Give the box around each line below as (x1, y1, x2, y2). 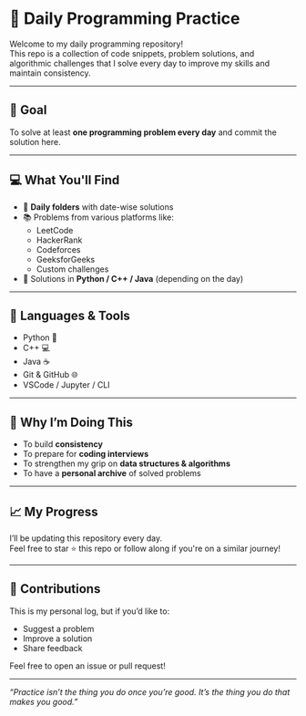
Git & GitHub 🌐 (22, 369, 78, 380)
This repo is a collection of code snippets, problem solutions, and (9, 47, 255, 58)
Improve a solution (22, 633, 93, 644)
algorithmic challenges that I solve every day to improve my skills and (9, 57, 270, 68)
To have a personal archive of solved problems (22, 468, 202, 479)
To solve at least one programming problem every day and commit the (9, 127, 278, 138)
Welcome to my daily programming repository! (9, 38, 184, 49)
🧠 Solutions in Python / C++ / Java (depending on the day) (22, 273, 244, 284)
